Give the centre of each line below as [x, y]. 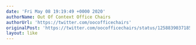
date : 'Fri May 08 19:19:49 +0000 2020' [56, 11]
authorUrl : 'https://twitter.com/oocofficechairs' [69, 22]
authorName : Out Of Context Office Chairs [58, 17]
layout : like [22, 33]
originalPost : [23, 28]
